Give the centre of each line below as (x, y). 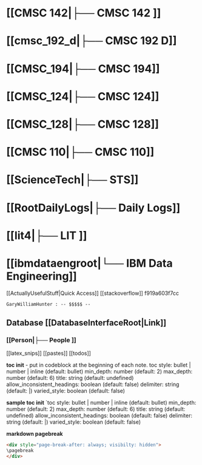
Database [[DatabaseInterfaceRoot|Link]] (86, 323)
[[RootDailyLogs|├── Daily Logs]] (93, 208)
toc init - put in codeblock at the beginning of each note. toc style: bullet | (99, 365)
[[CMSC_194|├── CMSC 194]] (83, 68)
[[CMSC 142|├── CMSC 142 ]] (84, 13)
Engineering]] (42, 276)
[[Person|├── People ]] (42, 340)
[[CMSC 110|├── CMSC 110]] (80, 152)
